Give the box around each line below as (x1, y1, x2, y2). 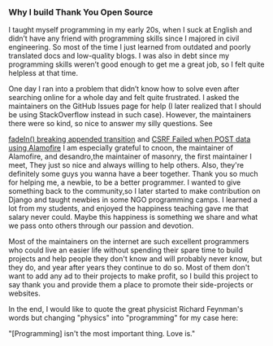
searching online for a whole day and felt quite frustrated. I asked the (8, 93, 240, 103)
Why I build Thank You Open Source (8, 7, 154, 18)
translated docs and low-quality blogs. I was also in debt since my (8, 51, 230, 61)
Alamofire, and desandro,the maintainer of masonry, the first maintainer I (8, 151, 252, 161)
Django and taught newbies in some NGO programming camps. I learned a (8, 195, 258, 205)
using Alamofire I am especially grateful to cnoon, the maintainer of (8, 143, 234, 153)
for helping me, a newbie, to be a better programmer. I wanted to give (8, 177, 241, 187)
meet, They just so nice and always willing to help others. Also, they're (8, 160, 245, 170)
